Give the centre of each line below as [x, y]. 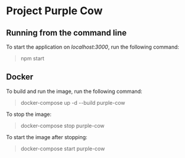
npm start [32, 58]
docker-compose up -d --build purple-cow [73, 102]
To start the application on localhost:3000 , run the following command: [92, 47]
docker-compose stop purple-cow [62, 125]
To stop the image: [29, 114]
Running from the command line [66, 33]
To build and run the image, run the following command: [74, 91]
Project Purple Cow [54, 11]
